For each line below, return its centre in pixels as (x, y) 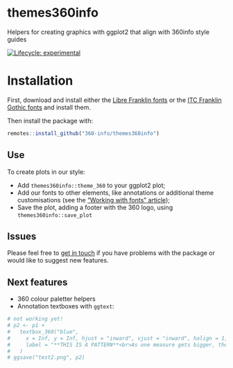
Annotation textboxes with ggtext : (66, 306)
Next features (37, 282)
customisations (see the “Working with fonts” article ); (93, 200)
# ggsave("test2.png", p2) (46, 358)
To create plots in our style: (46, 172)
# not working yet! (35, 319)
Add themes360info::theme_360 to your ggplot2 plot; (91, 185)
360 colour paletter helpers (56, 299)
